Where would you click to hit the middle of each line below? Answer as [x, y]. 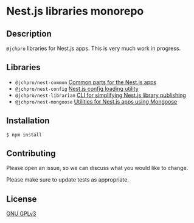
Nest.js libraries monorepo [75, 11]
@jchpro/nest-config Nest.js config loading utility [77, 88]
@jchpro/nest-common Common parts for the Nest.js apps [86, 82]
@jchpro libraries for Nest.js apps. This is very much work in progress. [94, 48]
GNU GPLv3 [21, 214]
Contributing [31, 154]
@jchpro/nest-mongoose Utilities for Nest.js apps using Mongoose [96, 101]
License [22, 199]
